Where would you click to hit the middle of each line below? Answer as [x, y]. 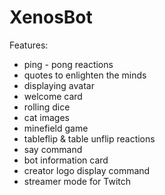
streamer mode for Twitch [77, 181]
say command [53, 149]
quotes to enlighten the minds [85, 75]
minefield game [56, 128]
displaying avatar [59, 85]
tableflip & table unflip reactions [89, 138]
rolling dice [47, 107]
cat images [46, 117]
